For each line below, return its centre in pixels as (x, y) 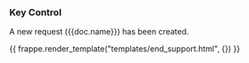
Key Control (36, 12)
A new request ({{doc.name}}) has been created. (99, 32)
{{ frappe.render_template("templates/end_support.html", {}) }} (125, 49)
